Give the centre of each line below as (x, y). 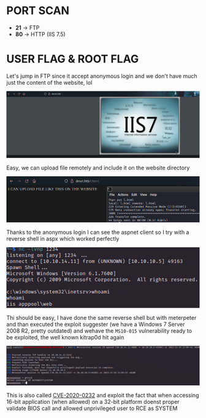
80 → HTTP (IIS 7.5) (40, 34)
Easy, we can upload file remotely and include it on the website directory (98, 168)
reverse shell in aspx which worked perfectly (63, 239)
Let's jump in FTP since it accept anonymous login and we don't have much (102, 76)
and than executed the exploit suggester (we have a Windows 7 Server (96, 324)
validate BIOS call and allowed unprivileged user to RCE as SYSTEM (92, 408)
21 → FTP (27, 28)
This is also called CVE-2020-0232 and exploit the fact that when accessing (103, 395)
